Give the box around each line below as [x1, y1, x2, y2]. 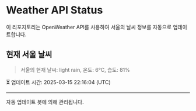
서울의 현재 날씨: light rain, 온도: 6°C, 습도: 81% [20, 66, 130, 73]
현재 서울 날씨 [6, 50, 52, 60]
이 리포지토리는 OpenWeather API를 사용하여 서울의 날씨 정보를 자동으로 [6, 23, 172, 30]
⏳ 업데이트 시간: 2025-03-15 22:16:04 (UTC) [6, 78, 111, 85]
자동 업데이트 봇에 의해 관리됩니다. [6, 98, 84, 105]
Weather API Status [6, 4, 103, 17]
